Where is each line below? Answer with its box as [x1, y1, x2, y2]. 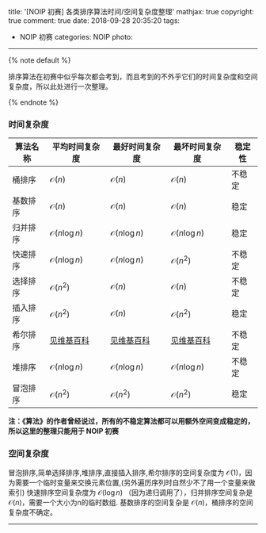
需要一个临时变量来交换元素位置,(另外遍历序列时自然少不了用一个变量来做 [14, 477, 256, 487]
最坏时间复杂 [173, 141, 222, 152]
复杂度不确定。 [8, 507, 57, 517]
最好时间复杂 [112, 141, 161, 152]
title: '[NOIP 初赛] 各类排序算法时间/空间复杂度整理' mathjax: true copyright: [8, 7, 255, 16]
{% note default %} [8, 56, 71, 65]
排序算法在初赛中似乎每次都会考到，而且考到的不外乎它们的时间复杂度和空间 [8, 72, 258, 81]
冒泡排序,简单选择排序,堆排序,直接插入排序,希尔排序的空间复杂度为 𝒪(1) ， [8, 467, 245, 477]
